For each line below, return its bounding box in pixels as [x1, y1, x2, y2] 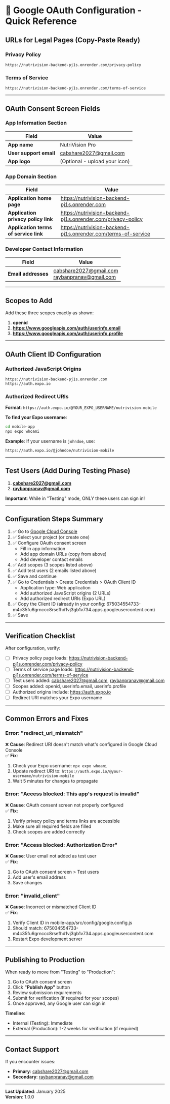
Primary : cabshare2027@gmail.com [12, 1068, 89, 1075]
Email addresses [8, 271, 49, 278]
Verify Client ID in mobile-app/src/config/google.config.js [12, 920, 133, 926]
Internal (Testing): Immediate [12, 1020, 73, 1026]
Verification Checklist [5, 632, 76, 640]
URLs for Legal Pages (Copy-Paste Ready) [5, 36, 141, 44]
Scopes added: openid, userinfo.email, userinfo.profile [12, 683, 126, 689]
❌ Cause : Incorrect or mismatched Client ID [5, 904, 97, 910]
